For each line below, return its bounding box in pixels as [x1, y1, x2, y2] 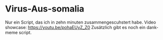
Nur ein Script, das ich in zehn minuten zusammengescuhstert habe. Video [5, 19, 156, 25]
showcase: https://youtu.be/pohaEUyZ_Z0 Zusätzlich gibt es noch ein [5, 24, 146, 30]
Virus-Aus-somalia [5, 3, 85, 14]
